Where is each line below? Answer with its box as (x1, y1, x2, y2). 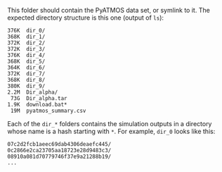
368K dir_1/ (7, 33, 46, 40)
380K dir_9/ (7, 82, 46, 90)
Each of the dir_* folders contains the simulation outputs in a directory (7, 120, 212, 128)
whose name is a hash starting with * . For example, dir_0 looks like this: (7, 127, 216, 135)
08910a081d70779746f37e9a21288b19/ (7, 153, 112, 160)
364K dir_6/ (7, 64, 46, 71)
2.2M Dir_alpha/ (7, 89, 58, 96)
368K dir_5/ (7, 58, 46, 65)
